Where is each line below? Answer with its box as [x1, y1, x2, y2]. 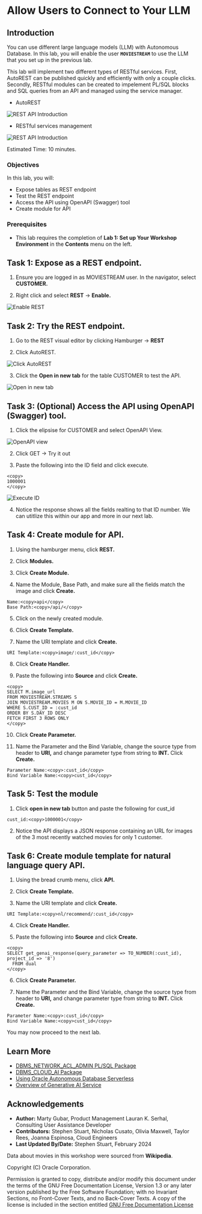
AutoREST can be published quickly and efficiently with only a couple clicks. [7, 75, 196, 81]
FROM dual [12, 961, 37, 967]
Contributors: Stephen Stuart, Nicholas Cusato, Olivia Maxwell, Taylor [15, 1128, 190, 1135]
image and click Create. [15, 587, 76, 594]
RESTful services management [15, 122, 93, 130]
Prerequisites [7, 221, 47, 229]
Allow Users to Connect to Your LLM [7, 4, 191, 17]
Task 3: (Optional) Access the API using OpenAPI [7, 401, 195, 411]
